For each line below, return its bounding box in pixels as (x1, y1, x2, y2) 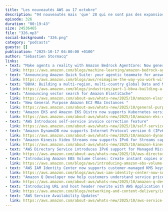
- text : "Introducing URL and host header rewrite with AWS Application (5, 184, 160, 189)
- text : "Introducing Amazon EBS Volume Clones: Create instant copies (5, 156, 157, 161)
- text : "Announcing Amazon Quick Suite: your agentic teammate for (5, 72, 151, 77)
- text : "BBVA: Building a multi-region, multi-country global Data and (5, 81, 160, 86)
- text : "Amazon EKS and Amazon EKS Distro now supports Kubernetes (5, 109, 151, 115)
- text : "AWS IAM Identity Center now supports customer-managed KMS (5, 165, 153, 170)
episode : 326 (5, 16, 32, 21)
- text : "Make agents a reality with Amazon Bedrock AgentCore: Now (5, 63, 151, 68)
